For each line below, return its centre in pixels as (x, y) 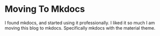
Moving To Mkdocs (45, 9)
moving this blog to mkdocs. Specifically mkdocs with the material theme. (80, 28)
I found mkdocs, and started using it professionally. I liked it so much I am (80, 23)
